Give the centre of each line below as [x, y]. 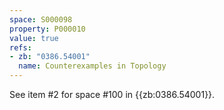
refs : [20, 47]
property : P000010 [47, 29]
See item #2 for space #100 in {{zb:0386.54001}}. [112, 94]
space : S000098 [41, 19]
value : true [34, 38]
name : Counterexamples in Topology [92, 66]
